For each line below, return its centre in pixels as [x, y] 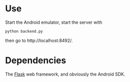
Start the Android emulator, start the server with [54, 22]
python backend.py [24, 31]
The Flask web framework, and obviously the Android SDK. [65, 74]
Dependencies [36, 61]
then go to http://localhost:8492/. [39, 41]
